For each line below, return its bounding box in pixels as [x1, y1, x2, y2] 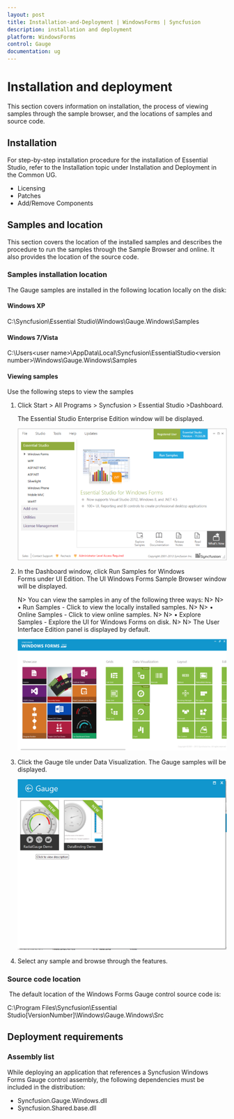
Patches [17, 191, 41, 200]
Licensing [17, 184, 46, 192]
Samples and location [7, 219, 103, 231]
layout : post [7, 11, 45, 18]
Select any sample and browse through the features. [17, 956, 169, 965]
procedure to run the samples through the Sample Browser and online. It [7, 245, 214, 253]
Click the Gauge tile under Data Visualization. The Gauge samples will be [17, 757, 226, 766]
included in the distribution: [7, 1083, 86, 1091]
